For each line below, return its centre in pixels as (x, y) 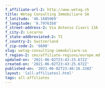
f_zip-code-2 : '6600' (27, 46)
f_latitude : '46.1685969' (32, 19)
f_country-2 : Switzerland (32, 42)
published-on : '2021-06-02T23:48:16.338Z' (49, 69)
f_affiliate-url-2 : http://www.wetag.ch (47, 10)
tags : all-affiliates (27, 78)
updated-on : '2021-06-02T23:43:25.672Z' (47, 60)
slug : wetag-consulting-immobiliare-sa (46, 50)
